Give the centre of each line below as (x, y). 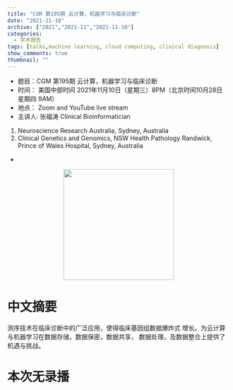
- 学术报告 (28, 40)
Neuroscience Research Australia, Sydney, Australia (93, 130)
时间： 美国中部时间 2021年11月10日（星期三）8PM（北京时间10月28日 (120, 90)
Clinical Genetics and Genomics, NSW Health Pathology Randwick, (115, 138)
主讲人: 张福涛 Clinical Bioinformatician (74, 116)
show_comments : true (38, 54)
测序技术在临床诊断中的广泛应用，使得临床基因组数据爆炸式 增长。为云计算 (116, 328)
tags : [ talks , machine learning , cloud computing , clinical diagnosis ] (113, 47)
